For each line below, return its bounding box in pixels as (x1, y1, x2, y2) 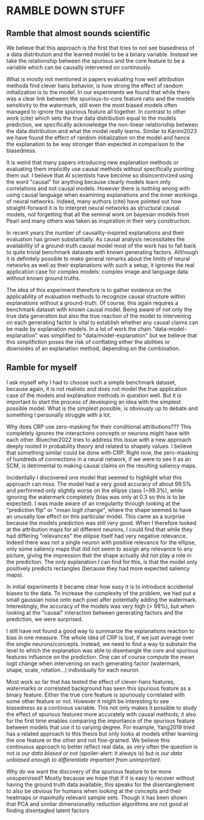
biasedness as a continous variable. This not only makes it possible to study (6, 704, 197, 711)
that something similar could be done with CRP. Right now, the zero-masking (6, 448, 199, 456)
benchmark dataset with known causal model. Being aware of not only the (6, 306, 193, 313)
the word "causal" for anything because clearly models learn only (6, 178, 171, 185)
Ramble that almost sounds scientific (6, 28, 150, 38)
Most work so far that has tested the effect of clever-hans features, (6, 678, 175, 685)
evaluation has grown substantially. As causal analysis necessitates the (6, 236, 185, 243)
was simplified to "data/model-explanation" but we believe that (39, 332, 197, 339)
